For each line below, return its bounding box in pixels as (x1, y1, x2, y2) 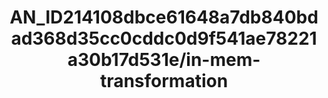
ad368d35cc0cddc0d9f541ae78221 (10, 27, 318, 50)
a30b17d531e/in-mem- (67, 49, 261, 71)
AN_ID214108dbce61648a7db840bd (9, 6, 319, 29)
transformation (99, 70, 229, 93)
